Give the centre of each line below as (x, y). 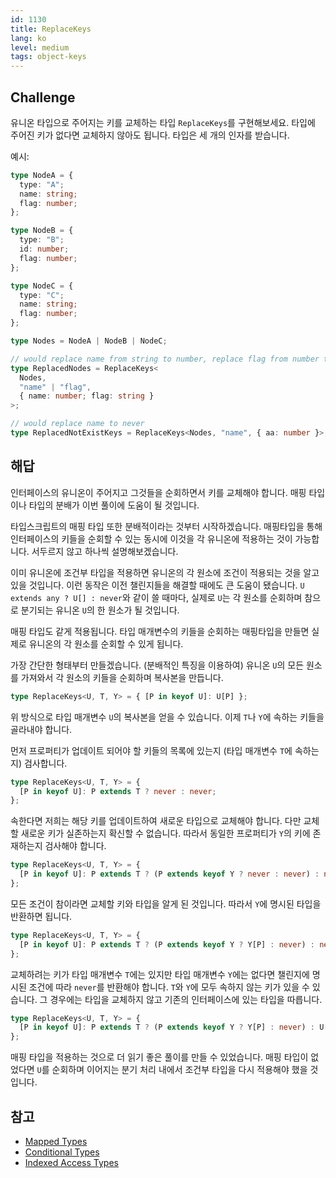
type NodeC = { (42, 286)
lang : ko (28, 38)
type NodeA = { (42, 175)
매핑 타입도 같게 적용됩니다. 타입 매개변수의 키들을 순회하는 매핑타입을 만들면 (160, 631)
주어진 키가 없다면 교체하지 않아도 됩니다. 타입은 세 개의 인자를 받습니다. (150, 135)
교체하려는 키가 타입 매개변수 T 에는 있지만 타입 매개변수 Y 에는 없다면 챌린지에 (160, 974)
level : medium (40, 47)
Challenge (43, 97)
